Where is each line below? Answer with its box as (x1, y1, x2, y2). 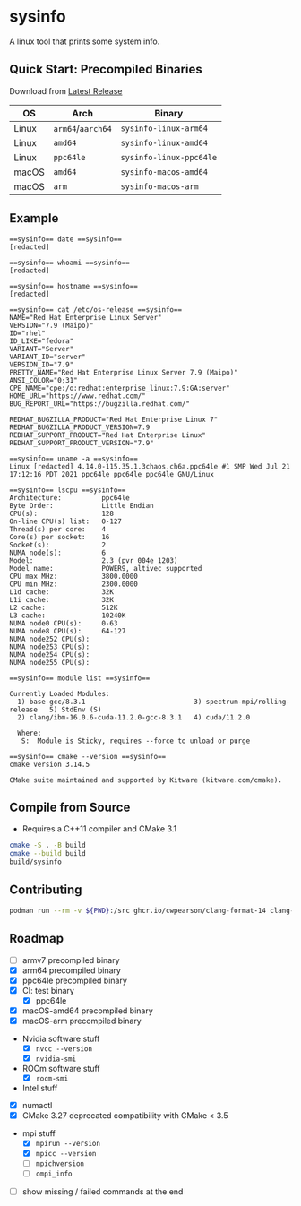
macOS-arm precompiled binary (21, 1015, 142, 1026)
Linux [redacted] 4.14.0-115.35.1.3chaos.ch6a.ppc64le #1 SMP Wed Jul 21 (9, 461, 291, 471)
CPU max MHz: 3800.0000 (9, 572, 139, 581)
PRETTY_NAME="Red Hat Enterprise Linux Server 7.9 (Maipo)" (9, 367, 239, 377)
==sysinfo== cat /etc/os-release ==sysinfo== (9, 305, 182, 314)
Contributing (9, 883, 82, 898)
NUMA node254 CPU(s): (9, 650, 90, 659)
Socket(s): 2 (9, 540, 106, 549)
